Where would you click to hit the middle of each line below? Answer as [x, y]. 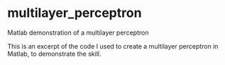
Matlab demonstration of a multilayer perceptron [78, 32]
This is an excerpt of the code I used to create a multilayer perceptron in [113, 46]
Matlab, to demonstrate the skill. [54, 54]
